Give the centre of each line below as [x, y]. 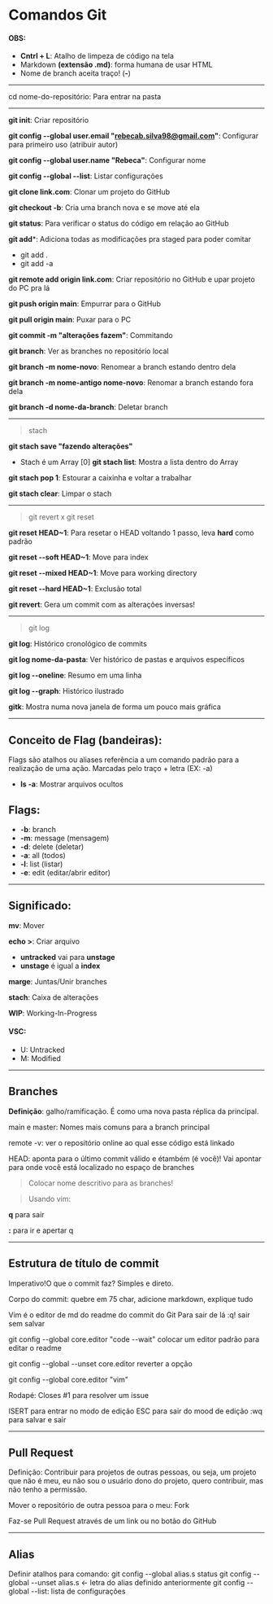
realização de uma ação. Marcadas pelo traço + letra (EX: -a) [110, 769]
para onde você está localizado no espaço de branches [102, 1167]
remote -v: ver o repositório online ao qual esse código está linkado [121, 1142]
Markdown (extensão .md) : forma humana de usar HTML [116, 65]
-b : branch [38, 830]
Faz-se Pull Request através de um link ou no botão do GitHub [113, 1521]
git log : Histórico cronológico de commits [78, 644]
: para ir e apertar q [41, 1230]
